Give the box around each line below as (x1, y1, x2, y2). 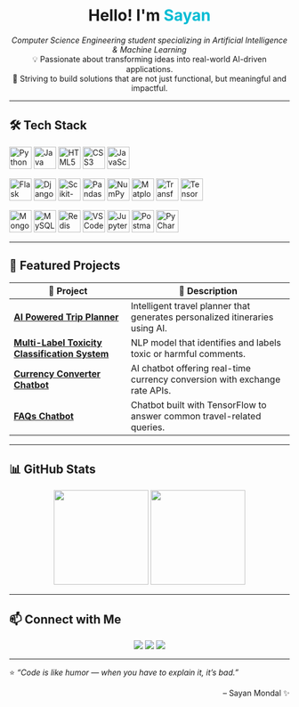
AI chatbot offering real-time (130, 362, 252, 374)
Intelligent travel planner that (130, 299, 251, 312)
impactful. (131, 82, 168, 93)
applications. (125, 63, 174, 74)
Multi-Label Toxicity (13, 336, 102, 348)
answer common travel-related (130, 410, 262, 422)
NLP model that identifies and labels (130, 336, 282, 348)
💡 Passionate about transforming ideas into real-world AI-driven (32, 53, 267, 64)
